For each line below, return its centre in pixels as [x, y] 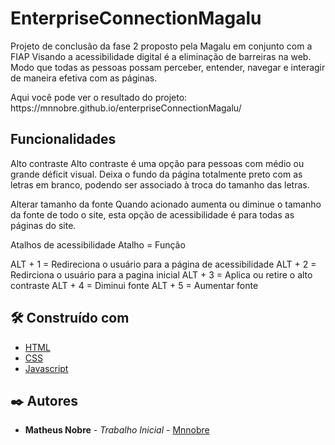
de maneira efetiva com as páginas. [84, 78]
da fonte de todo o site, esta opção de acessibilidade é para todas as [152, 214]
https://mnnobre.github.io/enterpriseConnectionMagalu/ [126, 108]
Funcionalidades [63, 139]
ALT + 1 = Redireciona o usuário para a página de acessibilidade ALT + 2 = [163, 264]
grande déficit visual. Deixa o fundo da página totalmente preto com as [156, 174]
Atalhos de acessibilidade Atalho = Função [98, 244]
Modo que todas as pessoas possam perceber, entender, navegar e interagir [168, 67]
